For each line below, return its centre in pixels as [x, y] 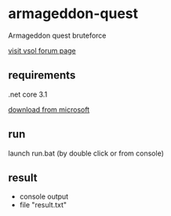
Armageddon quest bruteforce [57, 35]
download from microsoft [49, 109]
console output [44, 196]
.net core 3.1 [28, 94]
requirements [42, 75]
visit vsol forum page [42, 50]
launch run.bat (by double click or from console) [86, 153]
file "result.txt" [43, 205]
